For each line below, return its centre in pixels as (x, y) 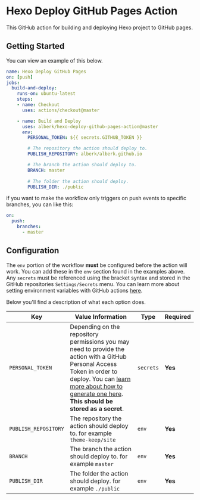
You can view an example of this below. (54, 60)
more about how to (96, 386)
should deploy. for (95, 481)
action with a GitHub (98, 356)
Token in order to (94, 371)
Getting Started (35, 46)
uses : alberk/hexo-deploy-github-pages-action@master (90, 126)
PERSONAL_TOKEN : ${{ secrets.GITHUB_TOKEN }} (85, 138)
